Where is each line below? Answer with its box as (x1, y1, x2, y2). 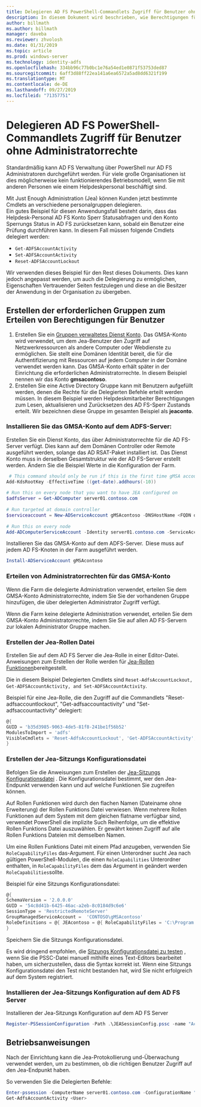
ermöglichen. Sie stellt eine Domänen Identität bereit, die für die (14, 350, 172, 357)
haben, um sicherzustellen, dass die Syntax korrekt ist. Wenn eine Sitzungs (6, 960, 191, 968)
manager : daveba (6, 31, 47, 37)
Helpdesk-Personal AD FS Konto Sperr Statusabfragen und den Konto (6, 214, 178, 221)
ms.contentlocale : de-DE (6, 82, 68, 88)
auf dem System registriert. (6, 973, 74, 980)
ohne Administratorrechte (6, 144, 138, 157)
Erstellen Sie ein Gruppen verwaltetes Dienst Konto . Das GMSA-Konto (14, 331, 187, 338)
